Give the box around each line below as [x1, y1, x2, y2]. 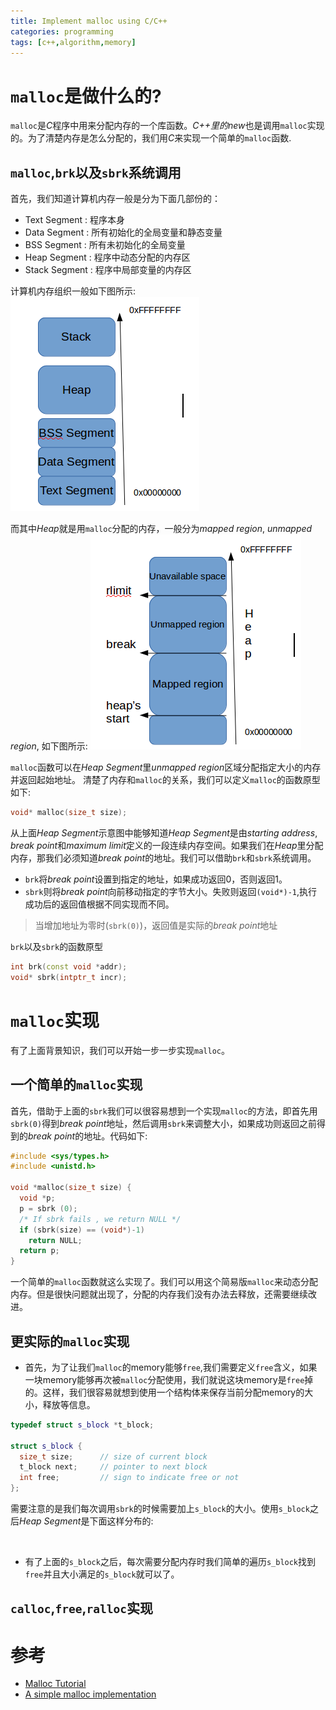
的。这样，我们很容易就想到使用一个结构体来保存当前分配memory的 [24, 1386, 305, 1398]
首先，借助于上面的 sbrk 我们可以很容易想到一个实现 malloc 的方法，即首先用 [10, 1105, 318, 1117]
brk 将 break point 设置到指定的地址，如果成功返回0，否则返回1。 [24, 873, 288, 885]
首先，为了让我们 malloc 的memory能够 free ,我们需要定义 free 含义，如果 [24, 1361, 318, 1373]
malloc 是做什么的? [10, 85, 162, 107]
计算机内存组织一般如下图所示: [10, 285, 137, 297]
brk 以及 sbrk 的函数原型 [10, 941, 104, 952]
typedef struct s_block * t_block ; [10, 1420, 155, 1430]
